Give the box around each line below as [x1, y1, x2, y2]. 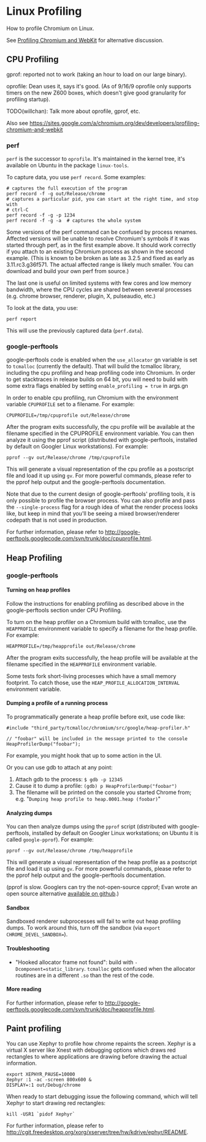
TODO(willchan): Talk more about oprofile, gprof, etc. [6, 107, 140, 115]
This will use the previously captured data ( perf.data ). [6, 327, 144, 334]
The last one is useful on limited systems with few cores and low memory [6, 279, 192, 287]
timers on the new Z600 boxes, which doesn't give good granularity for [6, 89, 186, 96]
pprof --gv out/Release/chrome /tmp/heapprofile [6, 848, 133, 854]
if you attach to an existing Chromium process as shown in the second [6, 248, 184, 255]
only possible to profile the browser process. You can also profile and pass [6, 497, 196, 504]
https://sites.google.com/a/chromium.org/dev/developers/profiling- [29, 119, 200, 126]
